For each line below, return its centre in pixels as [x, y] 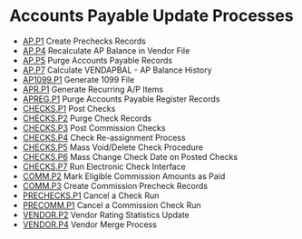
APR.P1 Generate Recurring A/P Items [93, 89]
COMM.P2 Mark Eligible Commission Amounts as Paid [124, 176]
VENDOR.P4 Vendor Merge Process [89, 224]
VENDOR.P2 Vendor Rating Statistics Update [106, 214]
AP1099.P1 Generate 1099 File [78, 79]
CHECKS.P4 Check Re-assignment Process [104, 137]
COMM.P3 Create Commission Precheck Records [115, 185]
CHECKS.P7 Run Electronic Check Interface [104, 166]
